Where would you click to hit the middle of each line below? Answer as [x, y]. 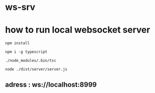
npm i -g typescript [26, 52]
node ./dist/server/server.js [36, 69]
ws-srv [20, 7]
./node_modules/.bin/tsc [31, 61]
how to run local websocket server [78, 30]
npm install [17, 43]
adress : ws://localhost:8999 [51, 84]
